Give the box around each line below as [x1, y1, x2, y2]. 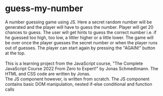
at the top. [5, 50, 26, 56]
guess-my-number [5, 3, 84, 14]
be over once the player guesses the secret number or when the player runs [5, 39, 158, 45]
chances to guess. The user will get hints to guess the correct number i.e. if [5, 29, 157, 35]
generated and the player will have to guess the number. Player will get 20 [5, 24, 154, 30]
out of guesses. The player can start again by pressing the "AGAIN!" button [5, 45, 156, 51]
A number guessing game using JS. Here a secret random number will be [5, 19, 152, 25]
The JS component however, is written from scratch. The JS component [5, 76, 150, 82]
